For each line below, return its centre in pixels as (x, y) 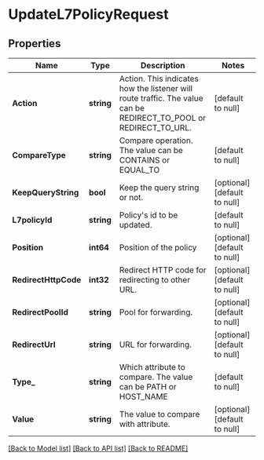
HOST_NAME (143, 396)
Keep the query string (159, 188)
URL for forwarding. (156, 345)
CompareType (39, 155)
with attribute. (145, 424)
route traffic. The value (161, 98)
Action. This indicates (159, 78)
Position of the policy (158, 247)
